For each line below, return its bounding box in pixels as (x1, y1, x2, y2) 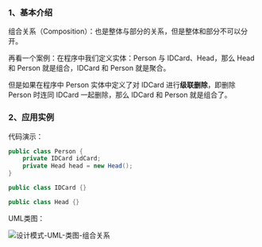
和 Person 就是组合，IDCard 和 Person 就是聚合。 (8, 64, 171, 73)
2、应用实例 (8, 112, 55, 123)
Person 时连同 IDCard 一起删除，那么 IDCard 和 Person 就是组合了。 (8, 90, 232, 100)
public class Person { (8, 147, 83, 156)
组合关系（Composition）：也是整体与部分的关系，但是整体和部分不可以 (8, 26, 241, 37)
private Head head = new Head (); (22, 162, 133, 170)
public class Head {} (8, 198, 80, 206)
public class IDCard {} (8, 184, 87, 192)
